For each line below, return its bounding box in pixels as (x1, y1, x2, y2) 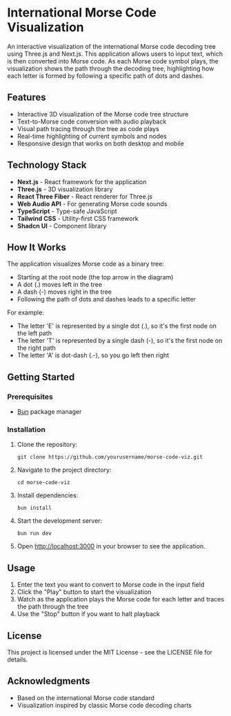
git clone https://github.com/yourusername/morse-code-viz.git (17, 454, 203, 461)
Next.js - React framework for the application (17, 177, 147, 186)
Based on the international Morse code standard (17, 693, 155, 702)
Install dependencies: (17, 491, 79, 499)
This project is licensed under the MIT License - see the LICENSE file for (7, 648, 212, 656)
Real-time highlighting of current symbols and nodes (17, 132, 167, 140)
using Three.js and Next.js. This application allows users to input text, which (7, 50, 223, 58)
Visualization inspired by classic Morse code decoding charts (17, 701, 192, 709)
